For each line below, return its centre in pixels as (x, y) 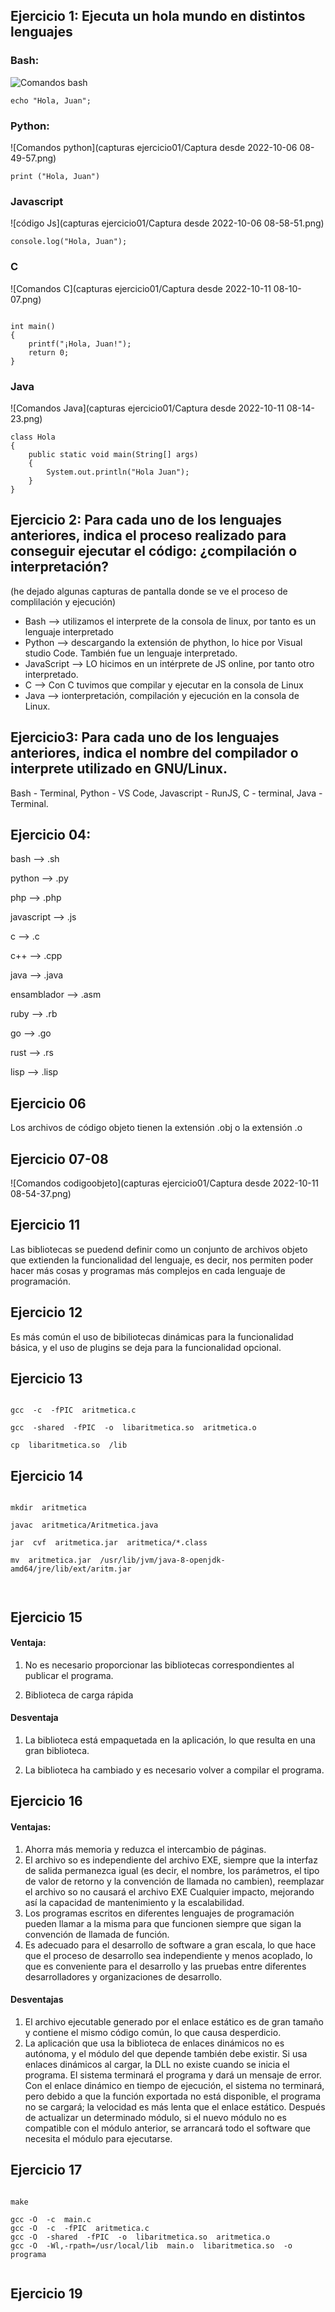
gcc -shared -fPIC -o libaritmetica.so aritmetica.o (133, 1428)
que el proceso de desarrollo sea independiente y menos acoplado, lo (168, 1955)
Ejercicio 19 (46, 2293)
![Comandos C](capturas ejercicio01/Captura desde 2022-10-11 (141, 288)
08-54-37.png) (41, 1193)
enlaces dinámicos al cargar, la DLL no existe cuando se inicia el (157, 2064)
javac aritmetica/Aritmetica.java (84, 1525)
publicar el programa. (69, 1675)
